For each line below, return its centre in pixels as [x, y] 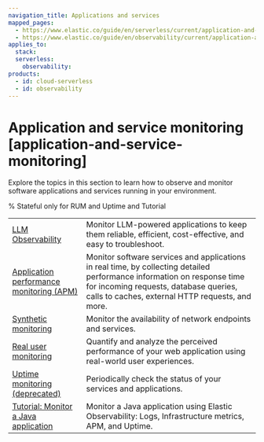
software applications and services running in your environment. [112, 191]
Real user [29, 347]
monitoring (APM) [45, 292]
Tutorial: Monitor [42, 407]
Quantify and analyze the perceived [152, 341]
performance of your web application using [166, 352]
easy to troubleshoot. [125, 245]
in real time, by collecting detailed [148, 267]
